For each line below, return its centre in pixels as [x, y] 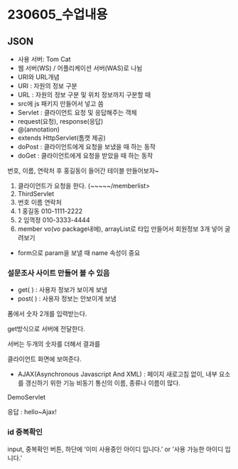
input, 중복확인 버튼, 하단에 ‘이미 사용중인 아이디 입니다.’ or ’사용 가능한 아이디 [115, 449]
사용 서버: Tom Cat [44, 59]
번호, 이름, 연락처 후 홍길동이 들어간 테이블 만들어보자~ [83, 171]
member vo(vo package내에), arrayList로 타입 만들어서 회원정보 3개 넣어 [120, 229]
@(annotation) [39, 129]
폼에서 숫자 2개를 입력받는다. [47, 314]
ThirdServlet [36, 194]
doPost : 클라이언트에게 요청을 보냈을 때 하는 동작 [87, 147]
